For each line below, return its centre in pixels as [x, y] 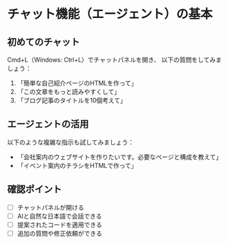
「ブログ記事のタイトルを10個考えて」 [72, 100]
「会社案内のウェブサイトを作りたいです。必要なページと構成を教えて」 [120, 157]
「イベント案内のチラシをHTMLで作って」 [77, 165]
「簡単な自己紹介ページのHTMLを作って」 [77, 83]
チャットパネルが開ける [50, 207]
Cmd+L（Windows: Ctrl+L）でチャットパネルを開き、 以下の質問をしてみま [115, 60]
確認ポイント [35, 190]
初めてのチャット [44, 42]
